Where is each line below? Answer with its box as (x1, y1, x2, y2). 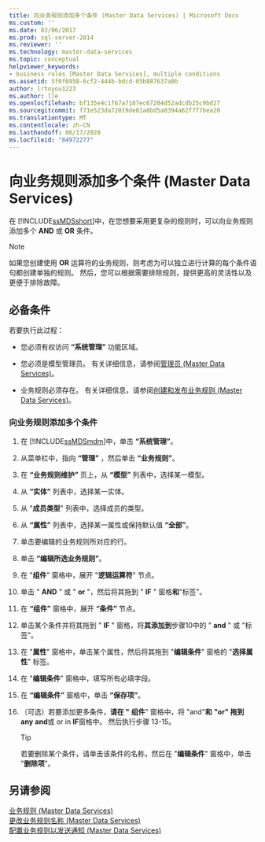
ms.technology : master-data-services (9, 48, 133, 56)
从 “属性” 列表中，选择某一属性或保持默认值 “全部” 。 (20, 520, 193, 530)
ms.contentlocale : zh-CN (9, 121, 90, 129)
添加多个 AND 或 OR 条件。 (9, 226, 98, 236)
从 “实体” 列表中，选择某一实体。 (20, 486, 129, 496)
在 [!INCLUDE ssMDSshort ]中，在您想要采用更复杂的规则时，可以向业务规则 (9, 216, 254, 226)
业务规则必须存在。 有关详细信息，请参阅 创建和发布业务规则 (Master (20, 386, 243, 395)
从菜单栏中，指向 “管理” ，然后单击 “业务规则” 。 (20, 453, 179, 463)
